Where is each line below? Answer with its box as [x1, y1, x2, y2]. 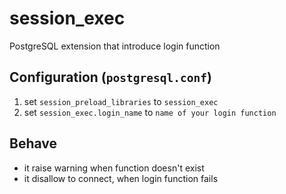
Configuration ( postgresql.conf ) [9, 69, 212, 86]
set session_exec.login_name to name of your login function [23, 106, 277, 118]
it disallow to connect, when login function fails [23, 172, 219, 184]
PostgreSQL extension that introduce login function [9, 40, 221, 52]
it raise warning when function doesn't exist [23, 162, 205, 174]
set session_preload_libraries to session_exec [23, 95, 219, 107]
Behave [9, 135, 58, 152]
